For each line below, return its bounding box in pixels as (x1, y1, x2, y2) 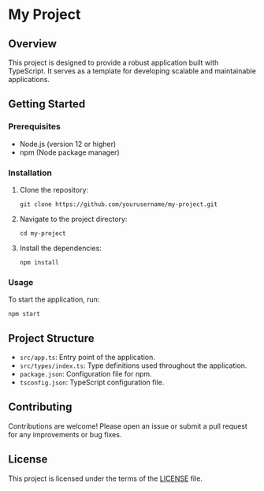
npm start (8, 310, 41, 318)
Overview (8, 37, 58, 51)
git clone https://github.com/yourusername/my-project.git (19, 200, 218, 208)
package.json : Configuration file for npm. (19, 369, 152, 379)
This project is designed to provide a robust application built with (8, 58, 219, 67)
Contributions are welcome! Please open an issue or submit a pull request (8, 421, 248, 431)
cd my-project (19, 229, 66, 238)
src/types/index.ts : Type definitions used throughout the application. (19, 361, 247, 370)
